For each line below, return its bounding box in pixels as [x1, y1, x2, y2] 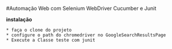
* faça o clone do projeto [6, 27, 72, 33]
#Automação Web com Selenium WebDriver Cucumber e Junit [6, 5, 157, 12]
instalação [6, 16, 32, 22]
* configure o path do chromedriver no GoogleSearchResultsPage [6, 32, 166, 38]
